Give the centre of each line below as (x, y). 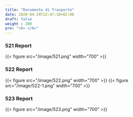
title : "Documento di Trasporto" (40, 10)
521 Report (19, 46)
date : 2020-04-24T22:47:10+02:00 (40, 14)
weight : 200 (19, 24)
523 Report (19, 99)
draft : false (19, 19)
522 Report (19, 69)
